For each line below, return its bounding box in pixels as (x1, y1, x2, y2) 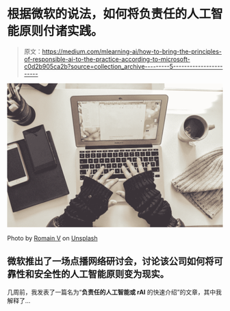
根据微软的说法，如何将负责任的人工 (7, 6, 212, 22)
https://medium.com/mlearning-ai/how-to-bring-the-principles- (42, 47, 222, 55)
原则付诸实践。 (19, 23, 104, 39)
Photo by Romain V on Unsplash (7, 234, 98, 242)
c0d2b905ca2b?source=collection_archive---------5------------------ (23, 62, 223, 71)
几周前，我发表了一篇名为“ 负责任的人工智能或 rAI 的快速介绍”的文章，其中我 (7, 288, 222, 296)
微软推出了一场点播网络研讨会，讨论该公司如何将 (7, 256, 214, 267)
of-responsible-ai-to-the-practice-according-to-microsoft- (23, 55, 190, 63)
